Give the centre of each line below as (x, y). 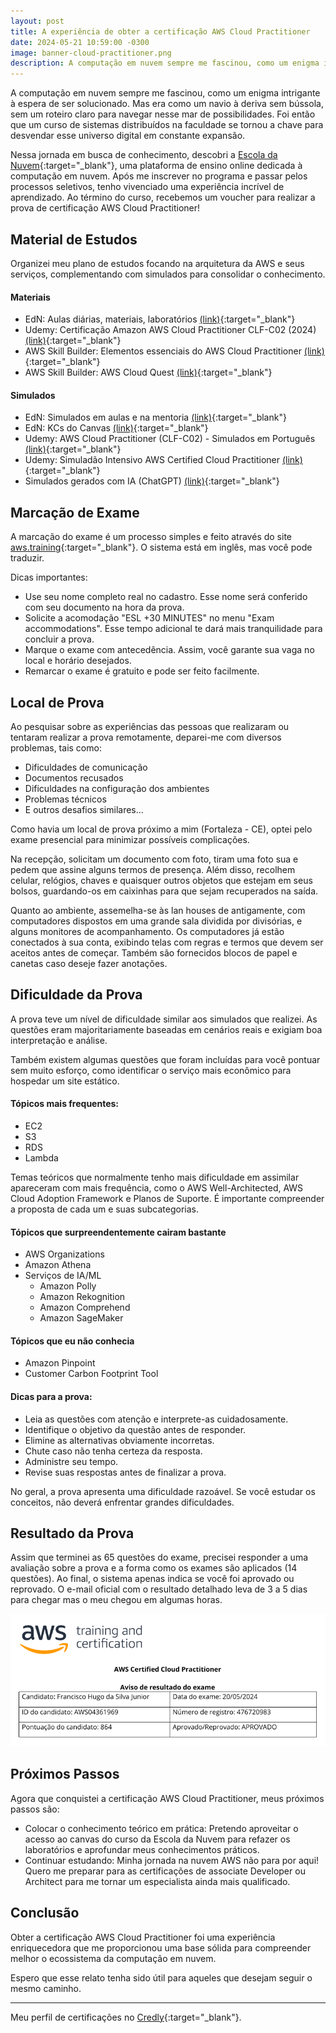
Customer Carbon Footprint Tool (91, 1374)
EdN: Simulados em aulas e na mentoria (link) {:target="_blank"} (155, 417)
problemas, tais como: (56, 747)
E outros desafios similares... (84, 809)
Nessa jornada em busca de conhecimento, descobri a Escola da (144, 155)
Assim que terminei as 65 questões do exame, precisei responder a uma (159, 1557)
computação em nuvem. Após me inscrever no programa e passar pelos (159, 176)
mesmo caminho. (46, 1988)
